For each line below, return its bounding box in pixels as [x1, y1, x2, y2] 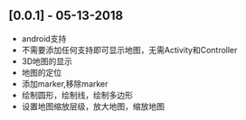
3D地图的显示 [21, 55, 73, 67]
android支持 [21, 32, 67, 44]
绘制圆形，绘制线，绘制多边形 [21, 89, 133, 100]
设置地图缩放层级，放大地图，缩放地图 [21, 100, 165, 112]
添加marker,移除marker [21, 78, 109, 89]
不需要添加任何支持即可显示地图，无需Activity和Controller [21, 44, 238, 55]
